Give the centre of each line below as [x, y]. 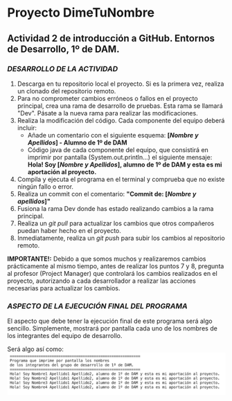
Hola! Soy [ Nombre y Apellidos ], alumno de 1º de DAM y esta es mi [125, 165]
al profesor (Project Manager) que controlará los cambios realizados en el [113, 273]
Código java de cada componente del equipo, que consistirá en [118, 149]
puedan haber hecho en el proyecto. [69, 230]
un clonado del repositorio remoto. [66, 91]
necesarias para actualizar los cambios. [64, 288]
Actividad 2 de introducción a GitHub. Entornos [111, 38]
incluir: [27, 128]
